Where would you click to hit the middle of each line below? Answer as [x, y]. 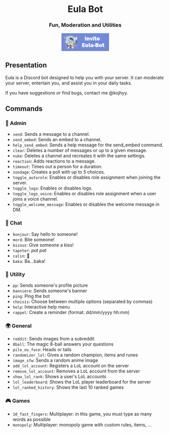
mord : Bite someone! [33, 239]
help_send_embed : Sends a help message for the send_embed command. [88, 145]
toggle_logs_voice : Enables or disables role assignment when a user [84, 194]
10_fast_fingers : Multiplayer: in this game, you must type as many [82, 414]
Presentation [26, 65]
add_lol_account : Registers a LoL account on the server [71, 366]
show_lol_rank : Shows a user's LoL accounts [59, 377]
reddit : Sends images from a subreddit [54, 339]
